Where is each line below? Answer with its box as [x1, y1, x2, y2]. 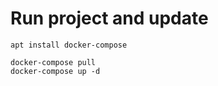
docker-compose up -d [10, 66, 101, 76]
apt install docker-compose [10, 40, 128, 50]
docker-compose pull [10, 57, 97, 67]
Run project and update [10, 7, 209, 30]
